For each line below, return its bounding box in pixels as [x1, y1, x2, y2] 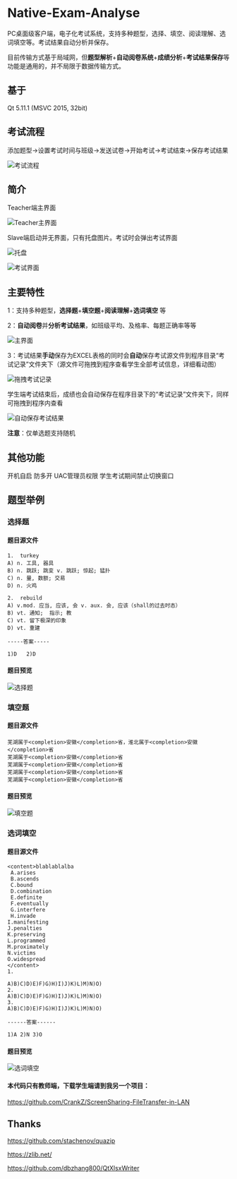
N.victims [7, 950, 37, 957]
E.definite [10, 894, 42, 901]
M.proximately [7, 943, 49, 950]
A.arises [10, 869, 37, 876]
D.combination [10, 888, 52, 895]
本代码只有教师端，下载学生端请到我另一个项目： [7, 1081, 150, 1089]
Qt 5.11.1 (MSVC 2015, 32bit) [7, 104, 88, 112]
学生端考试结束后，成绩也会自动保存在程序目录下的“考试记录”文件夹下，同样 [7, 390, 229, 399]
